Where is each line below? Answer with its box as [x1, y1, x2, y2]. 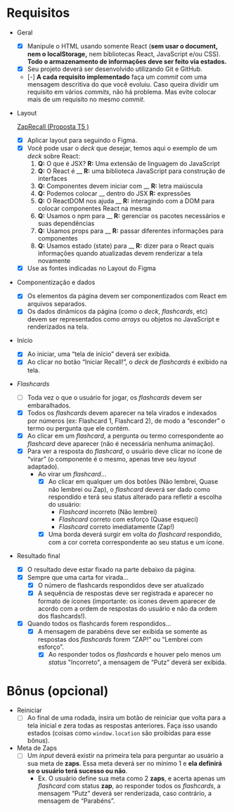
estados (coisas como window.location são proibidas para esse [27, 729, 212, 737]
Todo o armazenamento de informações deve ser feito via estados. [27, 58, 227, 65]
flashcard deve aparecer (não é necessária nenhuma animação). [27, 439, 215, 448]
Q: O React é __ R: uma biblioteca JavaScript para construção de [37, 167, 226, 175]
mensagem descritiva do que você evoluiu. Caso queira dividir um [27, 80, 219, 89]
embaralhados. [27, 401, 71, 410]
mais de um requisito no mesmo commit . [27, 95, 145, 103]
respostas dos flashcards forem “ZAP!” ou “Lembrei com [37, 635, 203, 644]
